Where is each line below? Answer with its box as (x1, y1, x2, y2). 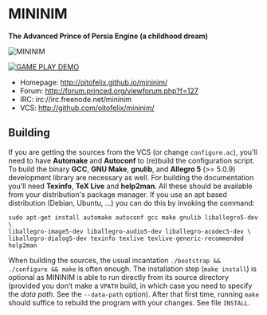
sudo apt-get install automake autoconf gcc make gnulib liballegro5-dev (8, 213, 259, 222)
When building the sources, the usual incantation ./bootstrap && (8, 255, 221, 265)
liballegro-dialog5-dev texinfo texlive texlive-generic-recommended (8, 234, 245, 242)
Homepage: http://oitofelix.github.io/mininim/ (19, 77, 168, 87)
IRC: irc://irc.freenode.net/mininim (19, 94, 132, 104)
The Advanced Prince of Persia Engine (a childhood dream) (8, 31, 209, 41)
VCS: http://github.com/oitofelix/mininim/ (19, 103, 155, 112)
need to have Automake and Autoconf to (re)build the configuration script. (8, 156, 255, 165)
